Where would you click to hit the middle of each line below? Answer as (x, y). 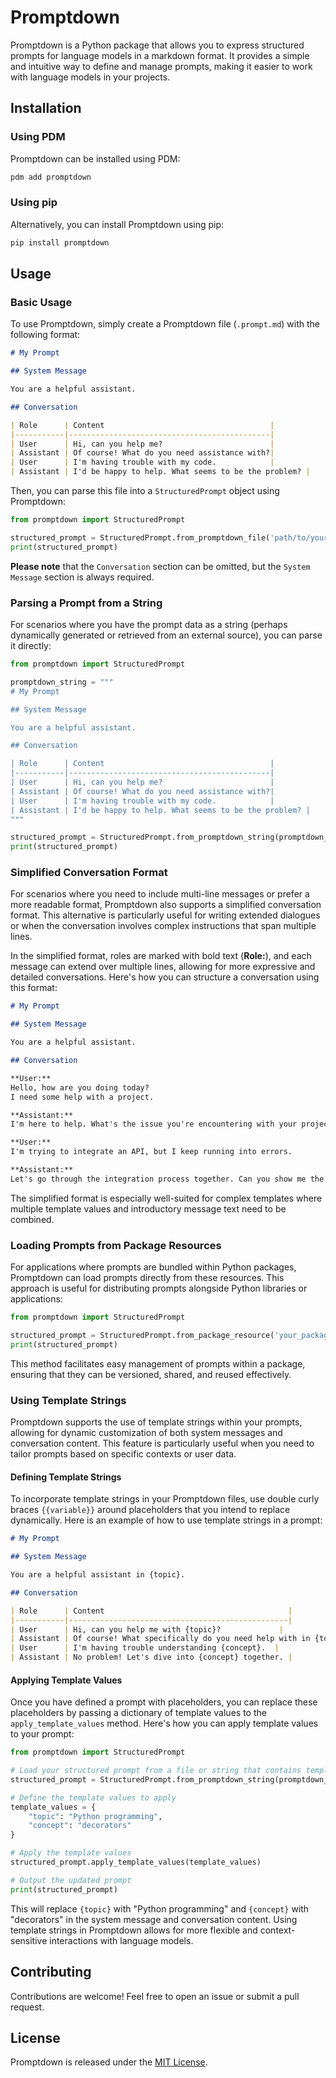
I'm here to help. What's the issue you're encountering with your (154, 1124)
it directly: (31, 646)
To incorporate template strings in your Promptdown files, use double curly (165, 1499)
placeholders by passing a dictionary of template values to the (138, 1713)
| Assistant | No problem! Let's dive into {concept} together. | (151, 1657)
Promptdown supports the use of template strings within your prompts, (156, 1422)
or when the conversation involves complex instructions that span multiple (163, 926)
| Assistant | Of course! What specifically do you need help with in (160, 1639)
